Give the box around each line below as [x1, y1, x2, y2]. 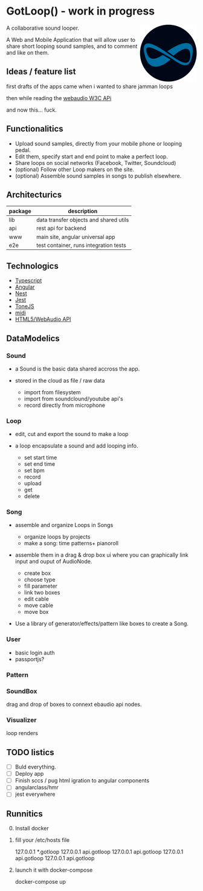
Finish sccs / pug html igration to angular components [14, 777, 150, 784]
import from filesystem [24, 388, 81, 395]
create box [24, 570, 51, 577]
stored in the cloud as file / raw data [14, 377, 105, 384]
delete [24, 493, 40, 500]
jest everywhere [14, 790, 56, 798]
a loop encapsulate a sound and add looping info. [14, 442, 138, 449]
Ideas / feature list [6, 67, 76, 77]
